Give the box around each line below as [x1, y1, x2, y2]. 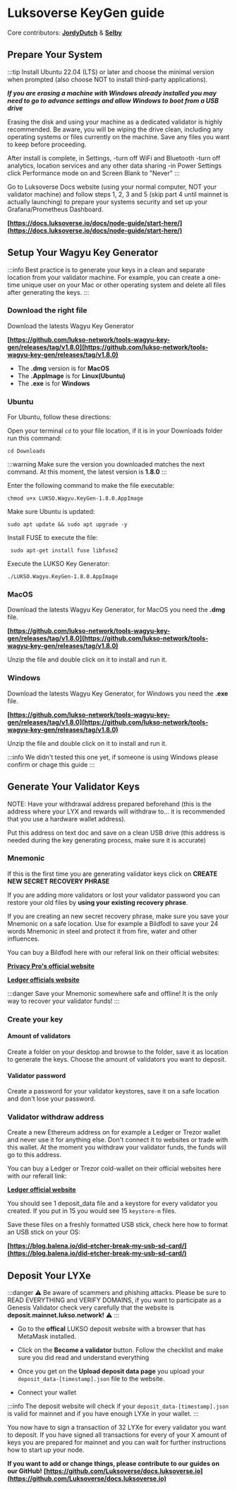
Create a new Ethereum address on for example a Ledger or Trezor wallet [7, 1128, 221, 1137]
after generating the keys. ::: [7, 288, 90, 296]
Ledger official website [7, 1185, 76, 1194]
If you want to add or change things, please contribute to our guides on [7, 1460, 220, 1468]
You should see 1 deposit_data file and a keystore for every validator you [7, 1199, 218, 1208]
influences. [7, 934, 40, 943]
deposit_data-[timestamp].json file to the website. [17, 1375, 165, 1383]
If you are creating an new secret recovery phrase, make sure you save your [7, 912, 229, 920]
